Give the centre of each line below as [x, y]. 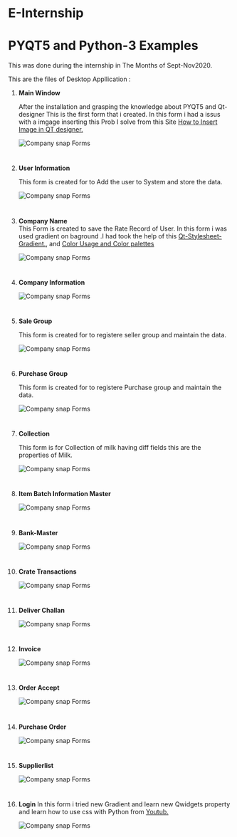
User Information [44, 168]
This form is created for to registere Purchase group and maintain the [120, 388]
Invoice [30, 649]
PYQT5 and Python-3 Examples [103, 46]
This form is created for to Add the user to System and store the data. [120, 182]
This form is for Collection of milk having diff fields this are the [110, 448]
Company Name [43, 221]
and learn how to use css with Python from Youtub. [94, 811]
